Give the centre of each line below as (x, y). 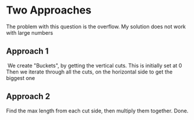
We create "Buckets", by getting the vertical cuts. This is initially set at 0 (95, 65)
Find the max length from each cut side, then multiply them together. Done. (97, 111)
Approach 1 (27, 51)
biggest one (21, 78)
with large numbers (29, 32)
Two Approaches (49, 10)
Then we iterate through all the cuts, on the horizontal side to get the (89, 72)
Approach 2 (28, 97)
